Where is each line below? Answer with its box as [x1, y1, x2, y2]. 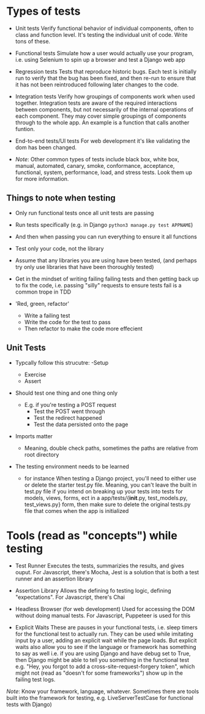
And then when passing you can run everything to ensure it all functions [15, 233, 197, 240]
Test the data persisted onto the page [33, 420, 129, 428]
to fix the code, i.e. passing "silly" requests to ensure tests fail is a [15, 281, 182, 289]
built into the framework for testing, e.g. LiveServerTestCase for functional [6, 694, 194, 701]
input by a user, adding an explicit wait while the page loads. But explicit [15, 636, 197, 644]
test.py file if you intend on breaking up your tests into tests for [24, 487, 184, 495]
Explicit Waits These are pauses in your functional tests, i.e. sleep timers [15, 623, 198, 631]
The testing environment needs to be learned [15, 463, 130, 470]
